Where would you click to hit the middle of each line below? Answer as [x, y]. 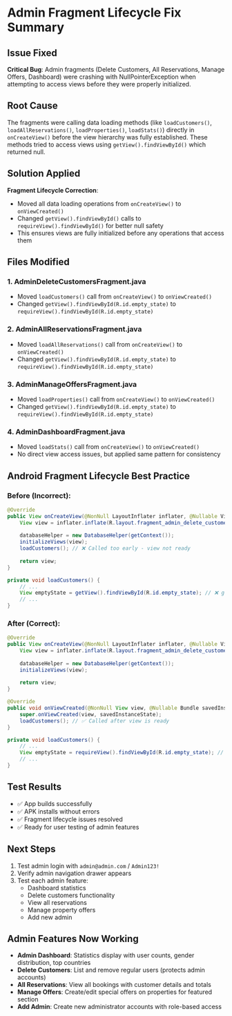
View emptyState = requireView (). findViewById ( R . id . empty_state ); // [122, 753]
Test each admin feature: [52, 880]
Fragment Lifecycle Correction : [53, 190]
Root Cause [33, 106]
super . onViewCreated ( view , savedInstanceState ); [91, 714]
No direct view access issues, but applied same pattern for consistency [119, 454]
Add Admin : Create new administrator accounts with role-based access [119, 1007]
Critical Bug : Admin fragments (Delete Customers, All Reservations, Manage [116, 69]
